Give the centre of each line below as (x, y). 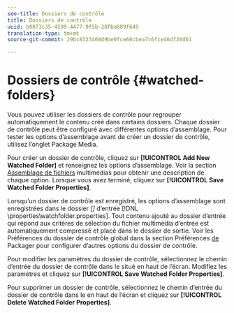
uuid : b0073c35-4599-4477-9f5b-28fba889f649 (73, 27)
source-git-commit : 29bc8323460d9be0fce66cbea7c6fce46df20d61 (100, 40)
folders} (31, 95)
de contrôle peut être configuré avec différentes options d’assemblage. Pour (117, 129)
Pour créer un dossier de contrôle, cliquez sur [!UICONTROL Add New (109, 158)
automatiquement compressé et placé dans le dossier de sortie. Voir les (111, 231)
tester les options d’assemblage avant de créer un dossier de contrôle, (109, 137)
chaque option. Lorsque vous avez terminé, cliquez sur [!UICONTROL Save (116, 180)
